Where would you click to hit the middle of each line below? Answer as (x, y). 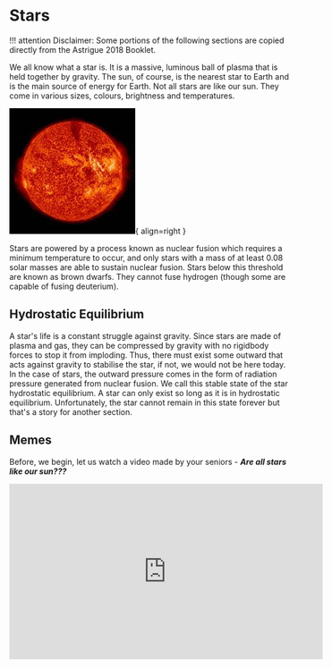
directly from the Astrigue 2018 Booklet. (83, 49)
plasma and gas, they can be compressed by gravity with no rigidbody (139, 345)
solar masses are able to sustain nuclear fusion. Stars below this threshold (146, 267)
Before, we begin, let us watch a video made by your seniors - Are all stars (148, 461)
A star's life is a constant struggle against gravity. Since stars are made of (145, 335)
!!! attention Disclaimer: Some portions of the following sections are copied (147, 40)
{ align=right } (161, 231)
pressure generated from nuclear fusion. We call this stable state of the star (149, 383)
